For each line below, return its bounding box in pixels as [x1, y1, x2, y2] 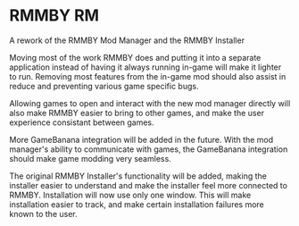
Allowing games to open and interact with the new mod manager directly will [9, 97, 291, 108]
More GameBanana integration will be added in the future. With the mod [9, 134, 274, 145]
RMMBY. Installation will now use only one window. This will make [9, 189, 252, 200]
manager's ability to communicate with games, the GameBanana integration [9, 144, 288, 155]
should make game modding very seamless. [9, 153, 171, 163]
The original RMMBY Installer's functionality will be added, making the [9, 171, 268, 181]
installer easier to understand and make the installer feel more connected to [9, 180, 288, 190]
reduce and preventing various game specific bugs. [9, 80, 199, 91]
